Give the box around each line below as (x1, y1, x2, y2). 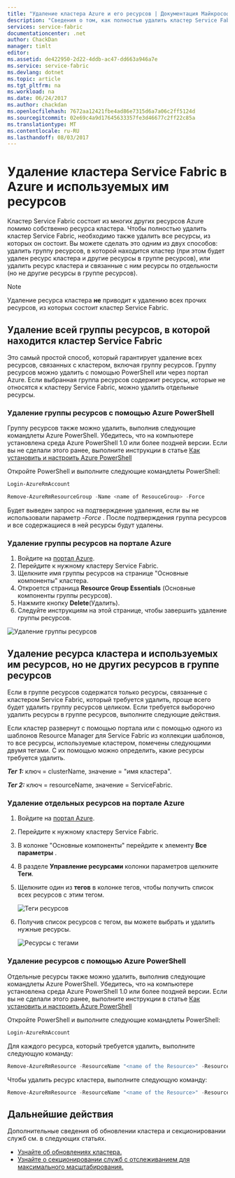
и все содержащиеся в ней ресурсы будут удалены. (7, 521, 164, 529)
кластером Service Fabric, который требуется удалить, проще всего (7, 696, 211, 704)
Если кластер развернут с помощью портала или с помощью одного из (7, 724, 222, 732)
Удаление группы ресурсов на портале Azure (7, 538, 172, 548)
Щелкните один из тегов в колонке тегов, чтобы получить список (17, 883, 214, 892)
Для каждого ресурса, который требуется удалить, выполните (7, 1042, 196, 1050)
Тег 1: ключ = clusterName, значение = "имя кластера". (7, 767, 172, 776)
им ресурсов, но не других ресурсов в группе (7, 659, 220, 671)
